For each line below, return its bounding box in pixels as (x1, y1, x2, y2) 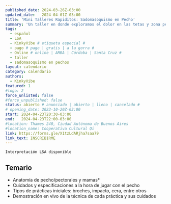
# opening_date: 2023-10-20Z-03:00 (5, 107, 81, 112)
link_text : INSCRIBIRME (5, 136, 56, 141)
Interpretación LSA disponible (5, 149, 72, 155)
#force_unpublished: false (5, 97, 63, 103)
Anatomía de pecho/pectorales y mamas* (12, 177, 100, 183)
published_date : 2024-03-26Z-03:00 (5, 7, 81, 13)
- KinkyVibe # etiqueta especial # (10, 41, 85, 46)
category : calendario (5, 69, 51, 74)
